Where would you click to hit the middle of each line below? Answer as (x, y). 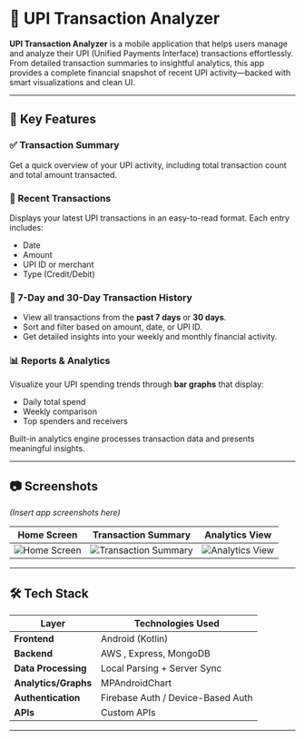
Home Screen (48, 535)
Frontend (34, 639)
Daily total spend (54, 401)
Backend (33, 654)
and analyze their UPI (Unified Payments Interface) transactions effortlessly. (151, 53)
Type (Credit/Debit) (59, 274)
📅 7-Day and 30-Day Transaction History (101, 297)
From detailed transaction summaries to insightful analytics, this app (137, 63)
